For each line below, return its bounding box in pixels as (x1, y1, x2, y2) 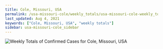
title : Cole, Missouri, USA (5, 7, 62, 12)
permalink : (5, 12, 27, 16)
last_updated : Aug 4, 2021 (5, 16, 60, 21)
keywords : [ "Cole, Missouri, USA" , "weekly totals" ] (5, 20, 114, 26)
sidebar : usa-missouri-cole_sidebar (5, 25, 79, 30)
